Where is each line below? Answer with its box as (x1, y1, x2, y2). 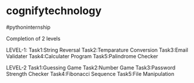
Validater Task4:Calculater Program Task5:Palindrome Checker (6, 52, 159, 59)
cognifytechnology (6, 4, 102, 18)
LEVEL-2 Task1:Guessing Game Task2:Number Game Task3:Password (6, 64, 176, 71)
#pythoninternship (6, 24, 51, 31)
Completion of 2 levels (6, 35, 61, 42)
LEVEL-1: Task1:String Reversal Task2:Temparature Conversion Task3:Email (6, 46, 188, 54)
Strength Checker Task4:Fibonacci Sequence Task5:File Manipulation (6, 70, 175, 77)
